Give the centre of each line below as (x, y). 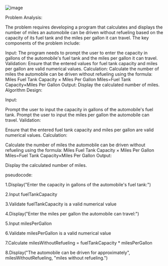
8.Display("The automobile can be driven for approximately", (68, 252)
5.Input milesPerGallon (29, 223)
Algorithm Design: (24, 90)
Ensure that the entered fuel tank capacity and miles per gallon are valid (79, 130)
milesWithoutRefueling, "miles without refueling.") (56, 258)
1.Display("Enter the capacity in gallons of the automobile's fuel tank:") (78, 185)
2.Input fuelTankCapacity (31, 194)
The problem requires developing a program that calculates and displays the (84, 27)
